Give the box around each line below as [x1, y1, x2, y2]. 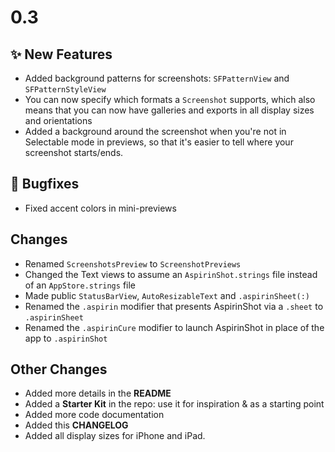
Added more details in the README [24, 387, 172, 400]
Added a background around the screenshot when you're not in [24, 126, 287, 137]
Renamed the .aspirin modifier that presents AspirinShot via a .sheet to [24, 300, 324, 312]
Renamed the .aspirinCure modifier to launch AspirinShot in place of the [24, 321, 325, 333]
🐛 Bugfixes [10, 176, 80, 193]
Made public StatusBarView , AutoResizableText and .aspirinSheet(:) [24, 289, 311, 301]
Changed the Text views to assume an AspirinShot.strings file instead [24, 268, 318, 280]
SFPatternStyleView [24, 85, 107, 95]
